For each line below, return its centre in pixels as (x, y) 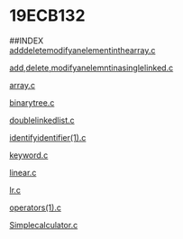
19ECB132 (47, 16)
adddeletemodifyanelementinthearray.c (82, 50)
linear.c (23, 172)
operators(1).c (35, 207)
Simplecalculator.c (44, 225)
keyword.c (29, 155)
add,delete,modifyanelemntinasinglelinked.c (91, 68)
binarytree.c (32, 102)
